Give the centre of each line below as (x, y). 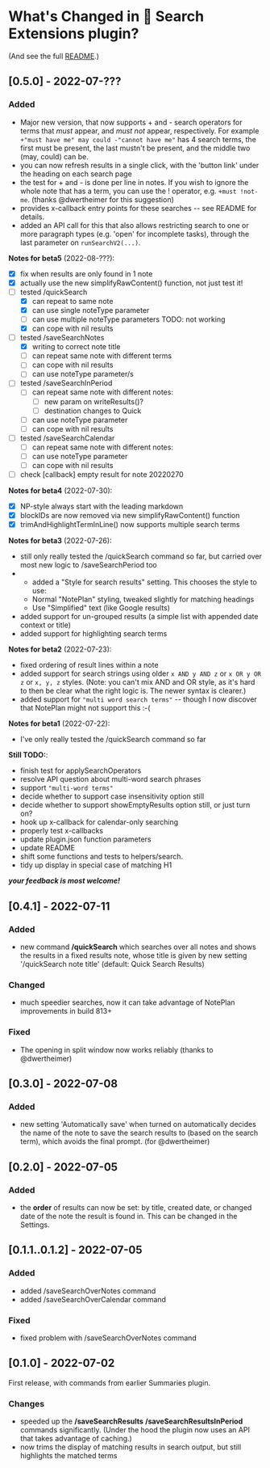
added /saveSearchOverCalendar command (93, 1299)
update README (47, 848)
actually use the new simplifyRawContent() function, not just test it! (131, 283)
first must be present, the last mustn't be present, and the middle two (135, 148)
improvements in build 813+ (66, 1011)
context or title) (45, 625)
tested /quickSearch (54, 292)
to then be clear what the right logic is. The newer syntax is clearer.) (133, 691)
